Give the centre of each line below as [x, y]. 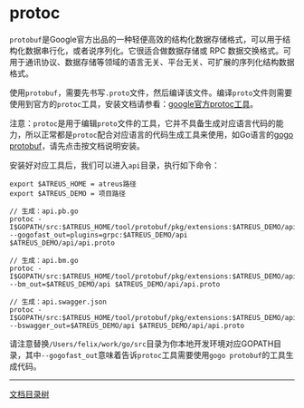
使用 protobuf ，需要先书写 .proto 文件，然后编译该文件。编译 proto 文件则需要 [151, 92]
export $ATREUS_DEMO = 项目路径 [68, 193]
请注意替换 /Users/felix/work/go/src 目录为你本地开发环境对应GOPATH [142, 344]
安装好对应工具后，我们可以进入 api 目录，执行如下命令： [114, 165]
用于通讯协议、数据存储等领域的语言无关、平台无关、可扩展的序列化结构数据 [152, 62]
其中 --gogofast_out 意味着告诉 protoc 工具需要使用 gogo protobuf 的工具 [156, 355]
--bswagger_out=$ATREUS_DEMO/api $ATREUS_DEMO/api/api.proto [127, 325]
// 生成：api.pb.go [44, 211]
